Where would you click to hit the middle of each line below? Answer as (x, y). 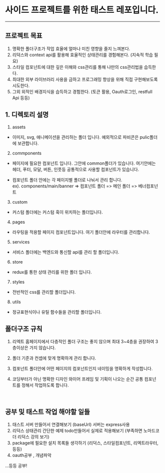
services (21, 242)
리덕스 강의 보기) (33, 437)
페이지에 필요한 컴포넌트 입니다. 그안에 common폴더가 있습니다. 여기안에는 (84, 163)
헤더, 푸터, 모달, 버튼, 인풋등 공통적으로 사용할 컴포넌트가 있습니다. (76, 169)
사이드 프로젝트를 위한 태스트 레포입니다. (82, 10)
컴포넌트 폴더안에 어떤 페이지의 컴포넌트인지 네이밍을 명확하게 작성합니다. (82, 369)
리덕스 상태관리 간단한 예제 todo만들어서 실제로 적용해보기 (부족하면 (77, 431)
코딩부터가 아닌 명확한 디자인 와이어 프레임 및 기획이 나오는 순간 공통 (78, 379)
